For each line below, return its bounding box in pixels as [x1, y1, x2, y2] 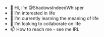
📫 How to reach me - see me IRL [10, 26, 80, 32]
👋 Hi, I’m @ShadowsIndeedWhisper [10, 5, 84, 10]
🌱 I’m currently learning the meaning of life [10, 15, 99, 21]
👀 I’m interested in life [10, 10, 56, 16]
